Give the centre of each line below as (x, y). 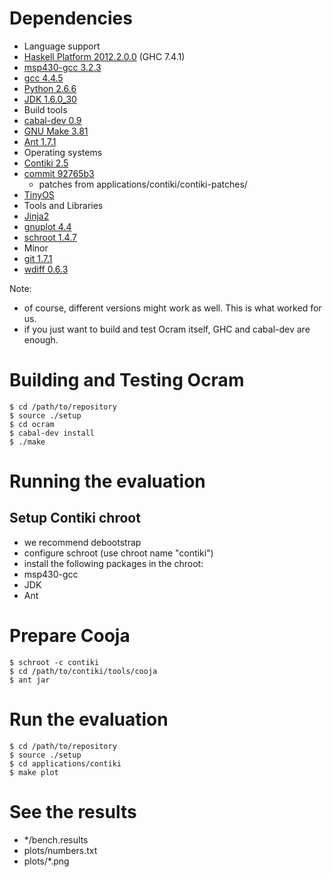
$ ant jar (30, 680)
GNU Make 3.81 (56, 131)
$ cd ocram (32, 424)
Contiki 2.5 (46, 163)
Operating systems (63, 152)
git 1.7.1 (38, 258)
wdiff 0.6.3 (46, 269)
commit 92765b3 (59, 173)
